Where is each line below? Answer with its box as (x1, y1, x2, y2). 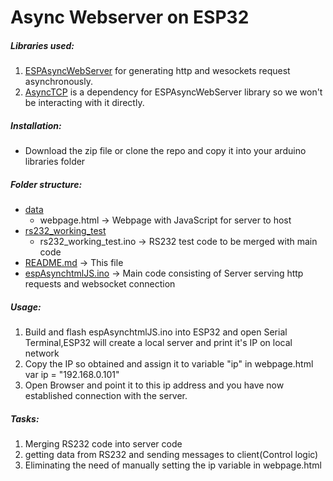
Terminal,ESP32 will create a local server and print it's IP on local (24, 337, 293, 349)
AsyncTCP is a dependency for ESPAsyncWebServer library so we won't (24, 86, 323, 98)
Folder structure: (10, 178, 83, 190)
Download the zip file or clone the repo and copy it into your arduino (24, 145, 307, 157)
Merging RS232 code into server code (24, 438, 183, 450)
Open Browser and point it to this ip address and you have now (24, 379, 285, 391)
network (24, 347, 60, 360)
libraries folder (24, 156, 86, 168)
